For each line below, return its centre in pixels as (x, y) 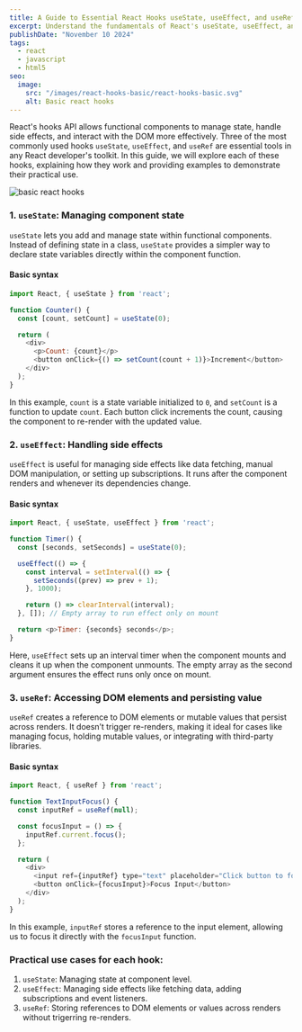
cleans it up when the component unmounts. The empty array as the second (151, 664)
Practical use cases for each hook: (86, 959)
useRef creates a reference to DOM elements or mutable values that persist (148, 717)
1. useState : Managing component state (97, 215)
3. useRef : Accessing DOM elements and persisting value (136, 697)
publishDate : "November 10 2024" (72, 34)
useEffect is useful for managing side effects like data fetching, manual (141, 463)
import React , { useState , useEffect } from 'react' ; (112, 523)
